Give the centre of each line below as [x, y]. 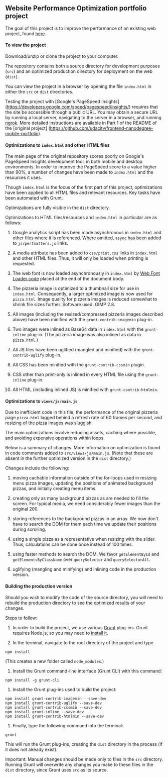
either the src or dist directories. [39, 92]
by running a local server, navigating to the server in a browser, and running [83, 118]
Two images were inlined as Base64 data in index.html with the [78, 329]
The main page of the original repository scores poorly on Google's [75, 156]
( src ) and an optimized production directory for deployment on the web [79, 71]
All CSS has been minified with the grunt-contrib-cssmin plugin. [79, 365]
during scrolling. [29, 529]
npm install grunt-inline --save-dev [45, 712]
